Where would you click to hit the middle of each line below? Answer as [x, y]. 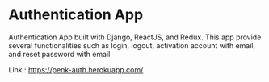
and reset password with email [59, 54]
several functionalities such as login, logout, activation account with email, [132, 45]
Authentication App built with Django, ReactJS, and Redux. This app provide [135, 37]
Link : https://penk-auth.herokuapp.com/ [76, 69]
